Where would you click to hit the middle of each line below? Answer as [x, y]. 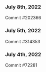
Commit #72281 [21, 65]
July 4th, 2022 [23, 54]
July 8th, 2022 [23, 7]
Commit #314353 [23, 41]
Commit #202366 [23, 18]
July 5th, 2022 [23, 31]
